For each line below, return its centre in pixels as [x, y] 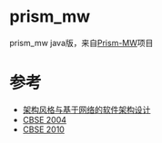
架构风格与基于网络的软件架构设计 [86, 110]
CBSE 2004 [44, 119]
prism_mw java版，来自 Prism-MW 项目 [81, 43]
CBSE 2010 [44, 129]
